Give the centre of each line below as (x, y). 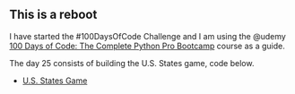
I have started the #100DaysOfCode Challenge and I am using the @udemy (148, 36)
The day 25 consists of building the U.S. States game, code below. (132, 63)
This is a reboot (53, 15)
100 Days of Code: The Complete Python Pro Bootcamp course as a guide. (147, 46)
